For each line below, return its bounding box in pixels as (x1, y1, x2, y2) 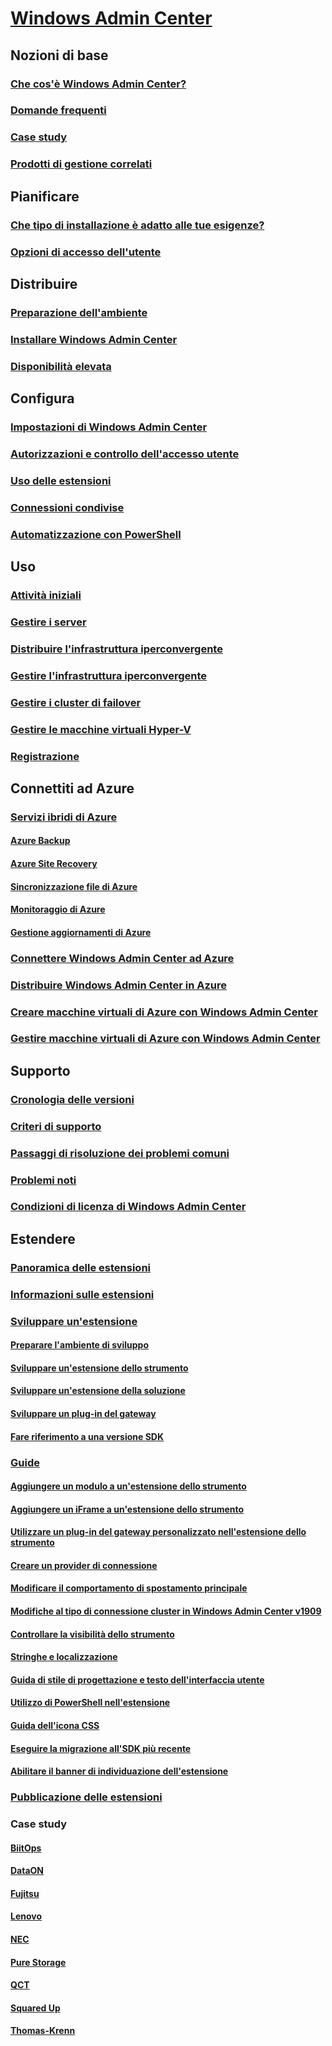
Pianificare (10, 188, 80, 205)
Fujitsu (10, 1887, 40, 1899)
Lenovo (10, 1910, 43, 1922)
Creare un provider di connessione (10, 1559, 158, 1571)
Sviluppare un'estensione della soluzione (10, 1385, 186, 1397)
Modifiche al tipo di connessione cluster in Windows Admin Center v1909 (10, 1605, 322, 1617)
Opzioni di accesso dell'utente (10, 245, 162, 259)
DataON (10, 1865, 45, 1877)
